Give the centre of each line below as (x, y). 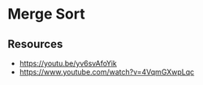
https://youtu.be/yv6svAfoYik (68, 63)
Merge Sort (47, 14)
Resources (35, 44)
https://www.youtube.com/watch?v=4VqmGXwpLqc (107, 72)
